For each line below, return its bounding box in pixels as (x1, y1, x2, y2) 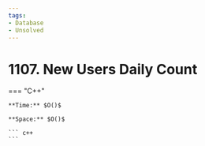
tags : (8, 11, 26, 20)
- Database (8, 19, 44, 27)
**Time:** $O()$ (8, 102, 61, 110)
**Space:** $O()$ (8, 115, 65, 123)
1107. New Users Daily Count (8, 60, 198, 78)
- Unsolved (8, 26, 44, 34)
